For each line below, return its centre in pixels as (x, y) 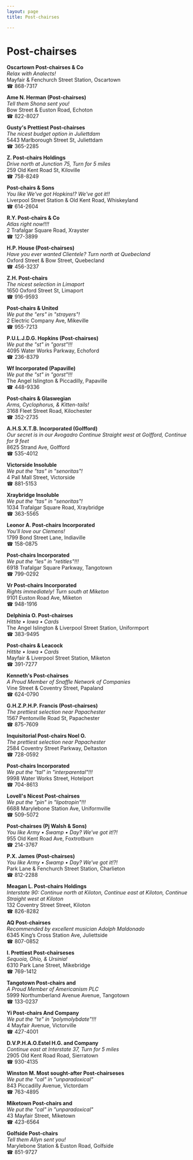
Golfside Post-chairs (32, 1134)
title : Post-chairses (33, 17)
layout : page (23, 11)
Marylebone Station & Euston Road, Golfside (60, 1146)
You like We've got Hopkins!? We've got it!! (58, 194)
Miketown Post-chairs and (40, 1103)
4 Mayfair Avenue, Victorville (42, 1025)
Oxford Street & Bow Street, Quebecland (55, 260)
